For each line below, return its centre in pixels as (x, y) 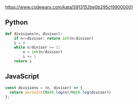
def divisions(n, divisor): (34, 34)
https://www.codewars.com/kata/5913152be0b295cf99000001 (69, 7)
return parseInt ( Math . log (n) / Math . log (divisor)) (60, 92)
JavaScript (22, 76)
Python (17, 22)
